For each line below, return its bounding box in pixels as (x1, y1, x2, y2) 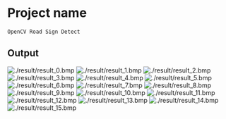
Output (7, 47, 39, 59)
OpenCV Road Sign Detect (7, 28, 81, 35)
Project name (7, 5, 87, 21)
